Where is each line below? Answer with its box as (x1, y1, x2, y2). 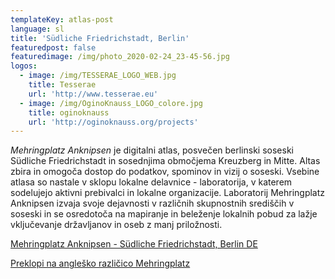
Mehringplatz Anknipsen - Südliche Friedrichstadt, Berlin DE (10, 238, 258, 250)
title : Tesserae (28, 80, 97, 90)
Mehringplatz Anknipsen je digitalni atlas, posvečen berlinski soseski (10, 144, 294, 156)
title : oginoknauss (28, 107, 110, 118)
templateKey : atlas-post (10, 14, 114, 25)
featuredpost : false (10, 42, 97, 53)
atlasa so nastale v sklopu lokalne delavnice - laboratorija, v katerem (10, 176, 293, 188)
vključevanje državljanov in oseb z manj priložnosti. (10, 219, 223, 231)
